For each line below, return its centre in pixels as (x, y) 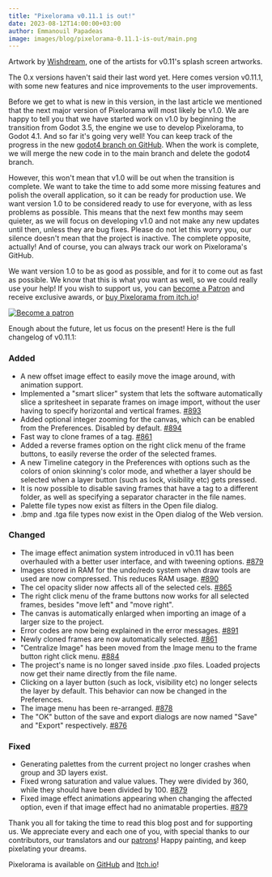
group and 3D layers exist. (64, 773)
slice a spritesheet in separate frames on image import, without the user (140, 402)
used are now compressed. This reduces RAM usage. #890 (119, 578)
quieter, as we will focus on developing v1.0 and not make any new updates (134, 221)
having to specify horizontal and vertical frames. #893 (110, 410)
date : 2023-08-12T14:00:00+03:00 (65, 24)
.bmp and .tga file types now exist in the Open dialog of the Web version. (142, 514)
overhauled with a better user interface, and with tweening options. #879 (142, 561)
